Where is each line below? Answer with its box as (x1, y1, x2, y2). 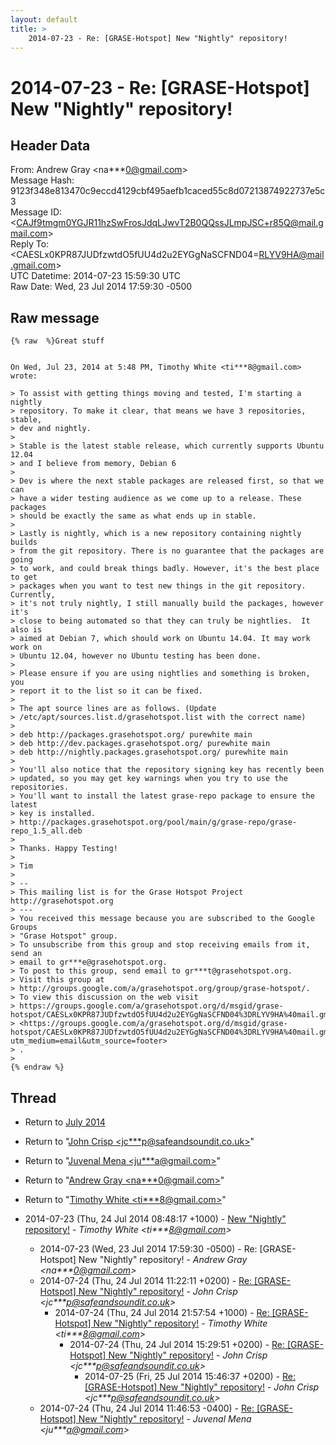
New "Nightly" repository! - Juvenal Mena (78, 1413, 252, 1425)
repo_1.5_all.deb (10, 826, 83, 836)
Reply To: (10, 238, 50, 250)
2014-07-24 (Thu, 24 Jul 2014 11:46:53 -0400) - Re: (39, 1402, 255, 1414)
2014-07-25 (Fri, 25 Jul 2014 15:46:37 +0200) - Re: (84, 1371, 296, 1382)
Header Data (10, 137, 91, 154)
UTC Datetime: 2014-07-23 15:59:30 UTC (10, 270, 181, 282)
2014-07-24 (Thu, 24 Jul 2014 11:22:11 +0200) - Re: (39, 1275, 253, 1286)
